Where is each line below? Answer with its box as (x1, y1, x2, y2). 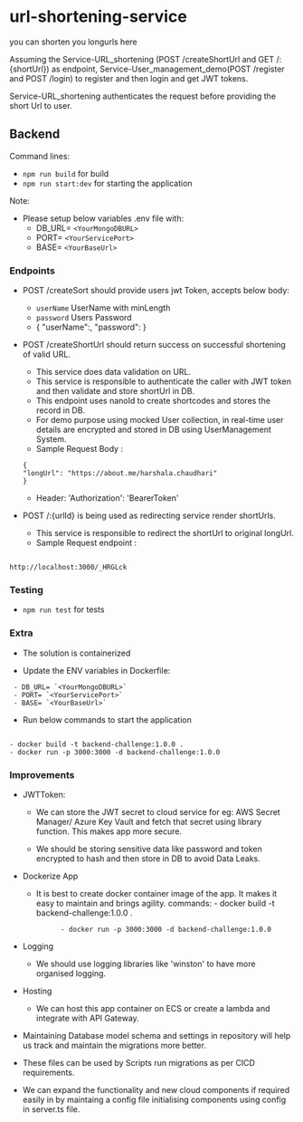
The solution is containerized (22, 647, 131, 658)
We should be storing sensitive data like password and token (35, 843, 262, 854)
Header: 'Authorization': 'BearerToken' (35, 493, 179, 503)
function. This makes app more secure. (35, 826, 183, 837)
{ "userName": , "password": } (35, 321, 147, 332)
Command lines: (9, 150, 71, 161)
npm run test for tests (22, 604, 105, 615)
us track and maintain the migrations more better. (22, 1040, 206, 1050)
